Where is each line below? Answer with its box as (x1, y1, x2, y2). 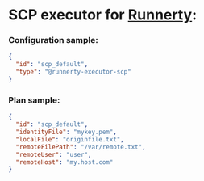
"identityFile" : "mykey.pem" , (15, 128, 117, 137)
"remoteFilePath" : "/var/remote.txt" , (15, 143, 147, 151)
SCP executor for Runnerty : (8, 6, 198, 24)
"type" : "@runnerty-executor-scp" (15, 68, 131, 76)
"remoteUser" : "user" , (15, 150, 92, 158)
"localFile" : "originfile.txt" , (15, 135, 125, 143)
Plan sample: (8, 95, 60, 106)
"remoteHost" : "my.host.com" (15, 158, 114, 166)
